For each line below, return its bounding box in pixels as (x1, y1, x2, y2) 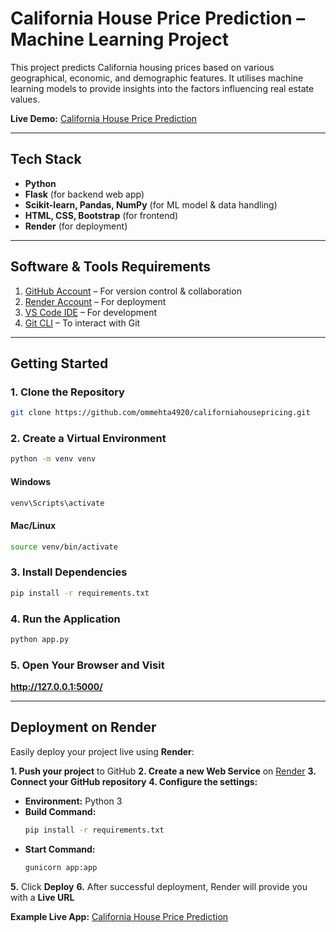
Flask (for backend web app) (24, 188, 145, 200)
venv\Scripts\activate (10, 498, 105, 508)
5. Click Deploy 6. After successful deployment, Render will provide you (10, 880, 308, 892)
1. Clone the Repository (10, 385, 125, 399)
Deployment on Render (10, 719, 157, 736)
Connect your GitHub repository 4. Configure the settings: (10, 775, 258, 787)
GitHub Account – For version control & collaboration (24, 285, 242, 297)
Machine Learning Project (10, 28, 230, 51)
